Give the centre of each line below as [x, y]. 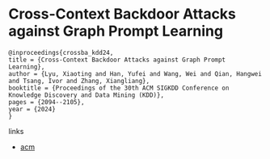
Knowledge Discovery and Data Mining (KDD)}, [86, 95]
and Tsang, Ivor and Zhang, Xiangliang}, [79, 81]
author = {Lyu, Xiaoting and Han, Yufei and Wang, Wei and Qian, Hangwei [135, 73]
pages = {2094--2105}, [46, 102]
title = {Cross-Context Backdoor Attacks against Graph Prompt [117, 60]
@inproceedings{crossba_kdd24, [61, 52]
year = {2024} [32, 109]
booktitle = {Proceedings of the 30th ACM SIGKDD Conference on [119, 88]
